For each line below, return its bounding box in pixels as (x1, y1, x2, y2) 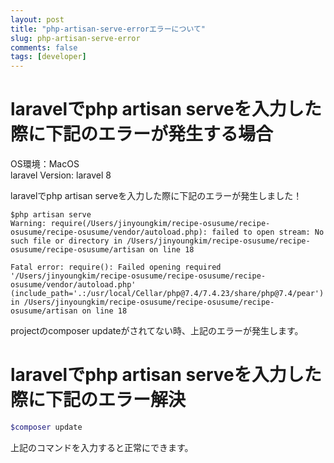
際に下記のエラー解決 (10, 389, 187, 411)
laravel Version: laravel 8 (10, 169, 112, 181)
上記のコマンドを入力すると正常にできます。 (10, 441, 194, 453)
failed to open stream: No (211, 227, 325, 238)
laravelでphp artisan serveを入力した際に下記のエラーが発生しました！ (10, 190, 303, 202)
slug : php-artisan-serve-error (10, 33, 141, 43)
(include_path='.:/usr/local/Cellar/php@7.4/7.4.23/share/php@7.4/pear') (10, 289, 325, 299)
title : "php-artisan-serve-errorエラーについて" (10, 24, 206, 34)
